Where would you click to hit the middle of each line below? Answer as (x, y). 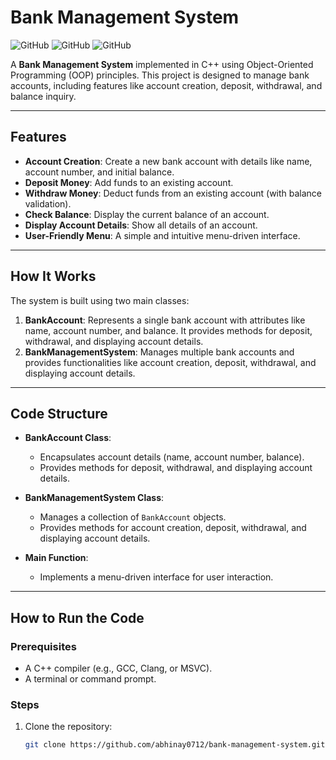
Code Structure (59, 413)
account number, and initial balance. (99, 172)
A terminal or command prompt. (90, 679)
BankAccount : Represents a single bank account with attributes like (165, 320)
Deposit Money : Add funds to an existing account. (129, 182)
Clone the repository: (68, 727)
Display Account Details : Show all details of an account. (141, 225)
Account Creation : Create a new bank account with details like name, (168, 161)
